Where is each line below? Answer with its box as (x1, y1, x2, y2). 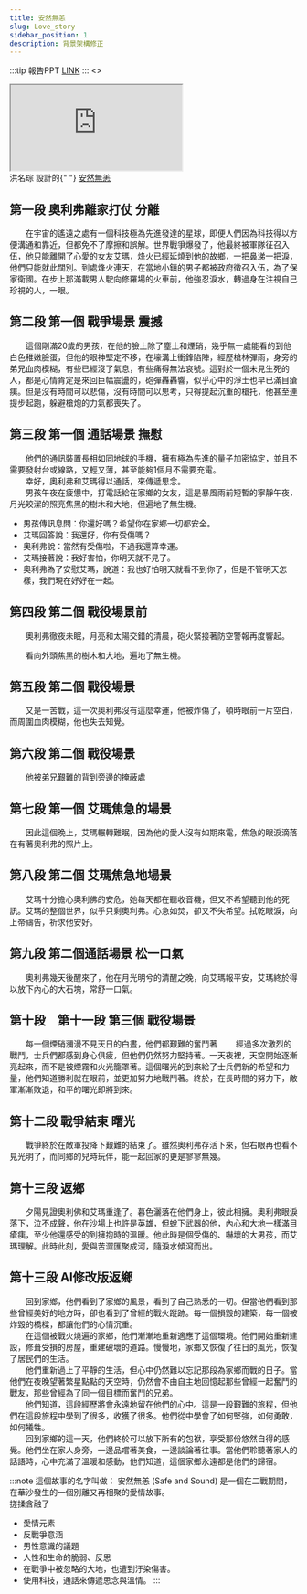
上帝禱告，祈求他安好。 (9, 916, 98, 928)
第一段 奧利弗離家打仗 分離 (9, 202, 160, 218)
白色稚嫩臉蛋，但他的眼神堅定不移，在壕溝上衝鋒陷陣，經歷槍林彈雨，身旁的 (9, 351, 298, 362)
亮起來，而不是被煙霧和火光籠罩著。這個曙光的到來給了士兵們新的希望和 (9, 1061, 281, 1072)
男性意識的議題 (22, 1540, 79, 1551)
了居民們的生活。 (9, 1353, 74, 1364)
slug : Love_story (9, 22, 76, 31)
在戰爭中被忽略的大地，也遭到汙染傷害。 (22, 1563, 175, 1574)
